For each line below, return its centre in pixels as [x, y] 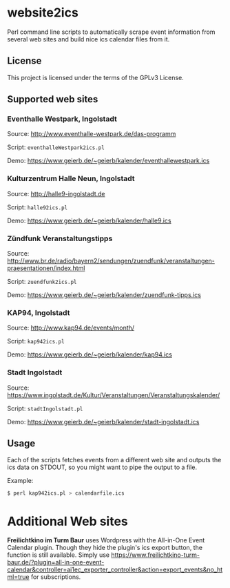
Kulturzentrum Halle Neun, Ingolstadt [71, 179]
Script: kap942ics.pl [36, 341]
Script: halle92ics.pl [37, 207]
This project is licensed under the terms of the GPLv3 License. [95, 77]
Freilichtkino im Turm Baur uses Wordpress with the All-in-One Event [106, 540]
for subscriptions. [56, 577]
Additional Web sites [68, 521]
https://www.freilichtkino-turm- [155, 555]
